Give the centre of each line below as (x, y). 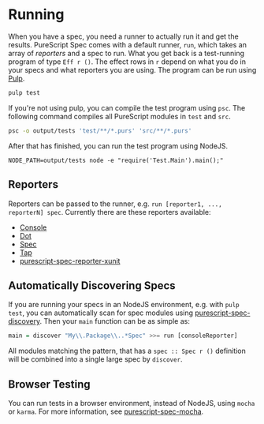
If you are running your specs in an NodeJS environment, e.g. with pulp (124, 305)
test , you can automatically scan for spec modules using (101, 313)
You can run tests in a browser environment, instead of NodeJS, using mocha (132, 403)
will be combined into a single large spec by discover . (95, 359)
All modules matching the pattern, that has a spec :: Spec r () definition (127, 351)
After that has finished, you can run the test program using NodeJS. (118, 146)
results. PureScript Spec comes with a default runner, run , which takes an (127, 44)
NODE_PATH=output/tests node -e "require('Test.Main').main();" (116, 160)
